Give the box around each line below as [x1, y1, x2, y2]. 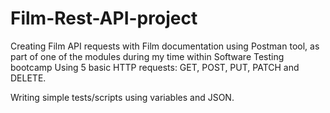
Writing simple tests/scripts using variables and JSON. [10, 91, 235, 103]
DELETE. [10, 72, 47, 84]
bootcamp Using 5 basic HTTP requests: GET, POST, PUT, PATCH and [10, 61, 300, 73]
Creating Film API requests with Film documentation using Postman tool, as [10, 40, 320, 52]
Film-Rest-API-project [10, 7, 198, 30]
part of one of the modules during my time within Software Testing [10, 50, 285, 62]
